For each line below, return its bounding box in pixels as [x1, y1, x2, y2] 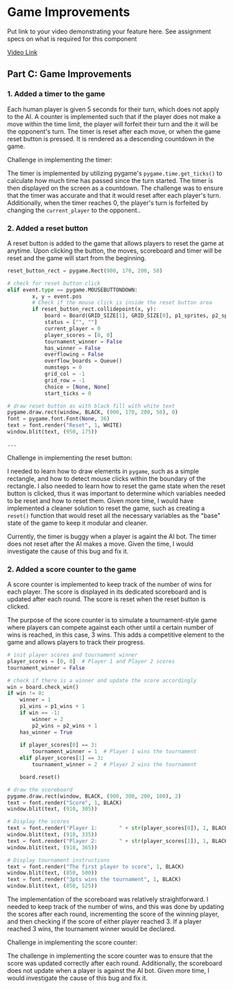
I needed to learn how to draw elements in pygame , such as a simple [7, 467, 200, 475]
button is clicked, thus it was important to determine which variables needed [7, 489, 226, 498]
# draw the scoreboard [7, 786, 73, 793]
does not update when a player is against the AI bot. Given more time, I [7, 967, 210, 975]
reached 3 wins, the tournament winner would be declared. [7, 925, 177, 933]
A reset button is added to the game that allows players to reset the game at [7, 239, 224, 247]
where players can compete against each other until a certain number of [7, 624, 214, 632]
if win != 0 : [7, 690, 45, 697]
